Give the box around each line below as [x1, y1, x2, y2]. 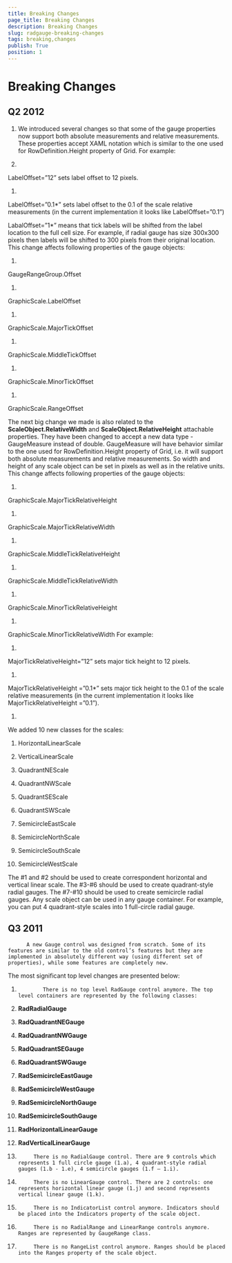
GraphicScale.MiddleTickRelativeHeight [8, 549, 120, 558]
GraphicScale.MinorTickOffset [8, 377, 94, 385]
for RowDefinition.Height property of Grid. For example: [17, 146, 176, 154]
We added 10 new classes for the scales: [8, 725, 124, 734]
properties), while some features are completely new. [8, 959, 169, 966]
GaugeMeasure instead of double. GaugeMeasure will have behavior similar [8, 439, 224, 448]
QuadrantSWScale [17, 806, 71, 814]
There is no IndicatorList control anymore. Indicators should [33, 1204, 220, 1211]
